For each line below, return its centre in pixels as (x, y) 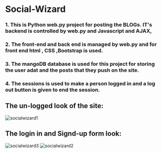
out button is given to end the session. (52, 90)
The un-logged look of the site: (54, 106)
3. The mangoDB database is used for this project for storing (80, 64)
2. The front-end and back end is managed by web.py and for (81, 44)
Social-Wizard (35, 9)
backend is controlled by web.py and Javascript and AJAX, (78, 31)
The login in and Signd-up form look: (63, 134)
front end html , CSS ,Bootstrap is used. (54, 51)
